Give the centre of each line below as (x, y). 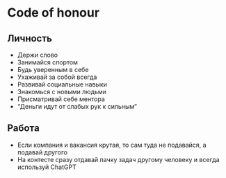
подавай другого (42, 152)
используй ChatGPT (47, 167)
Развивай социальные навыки (62, 84)
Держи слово (37, 55)
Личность (30, 38)
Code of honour (53, 13)
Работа (23, 128)
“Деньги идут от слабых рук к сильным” (77, 106)
